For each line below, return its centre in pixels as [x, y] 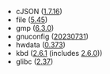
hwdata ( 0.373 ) [40, 45]
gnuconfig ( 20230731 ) [52, 36]
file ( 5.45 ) [32, 20]
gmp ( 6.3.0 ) [35, 28]
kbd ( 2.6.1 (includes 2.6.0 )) [59, 53]
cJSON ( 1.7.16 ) [39, 11]
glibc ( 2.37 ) [34, 61]
